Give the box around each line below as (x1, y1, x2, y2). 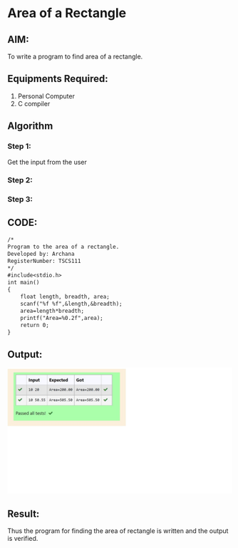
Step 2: (7, 175, 33, 185)
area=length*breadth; (20, 308, 84, 315)
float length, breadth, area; (20, 294, 110, 301)
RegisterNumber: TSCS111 (7, 258, 81, 265)
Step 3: (7, 195, 33, 205)
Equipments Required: (7, 73, 108, 85)
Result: (7, 507, 40, 519)
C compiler (17, 99, 51, 108)
